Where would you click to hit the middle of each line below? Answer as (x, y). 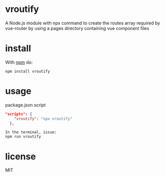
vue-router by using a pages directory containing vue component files (77, 28)
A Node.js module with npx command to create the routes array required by (83, 23)
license (21, 156)
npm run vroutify (23, 137)
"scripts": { (19, 114)
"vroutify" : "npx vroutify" (43, 119)
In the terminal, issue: (31, 132)
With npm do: (19, 62)
